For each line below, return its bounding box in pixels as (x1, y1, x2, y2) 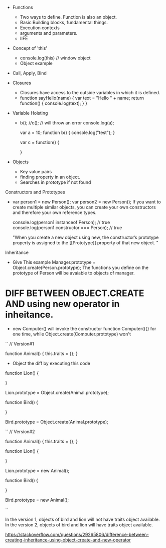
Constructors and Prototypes (5, 189, 65, 195)
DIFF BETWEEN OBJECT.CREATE (5, 288, 144, 299)
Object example (20, 60, 53, 66)
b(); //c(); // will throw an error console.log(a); (20, 120, 114, 125)
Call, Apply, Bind (12, 70, 47, 76)
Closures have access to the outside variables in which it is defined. (20, 90, 160, 95)
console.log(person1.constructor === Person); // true (12, 225, 122, 231)
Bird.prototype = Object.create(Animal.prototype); (5, 419, 109, 425)
